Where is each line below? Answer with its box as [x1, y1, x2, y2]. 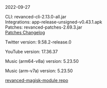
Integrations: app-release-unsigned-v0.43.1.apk [5, 19, 103, 25]
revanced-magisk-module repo [5, 78, 69, 83]
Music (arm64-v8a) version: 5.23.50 [5, 58, 79, 64]
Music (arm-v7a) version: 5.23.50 [5, 68, 73, 74]
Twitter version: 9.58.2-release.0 [5, 39, 71, 45]
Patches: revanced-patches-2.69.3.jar [5, 24, 82, 30]
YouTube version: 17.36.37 [5, 49, 58, 54]
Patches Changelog [5, 30, 45, 35]
